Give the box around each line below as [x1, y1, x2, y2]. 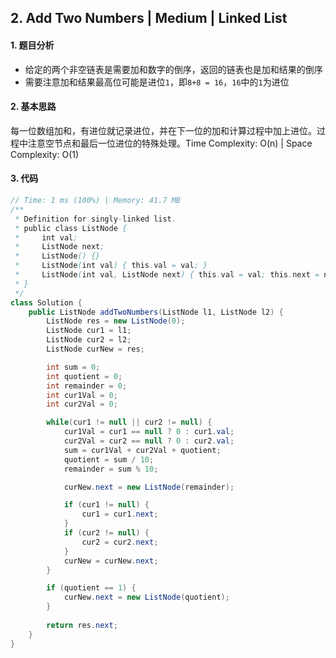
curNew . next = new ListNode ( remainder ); [63, 482, 235, 492]
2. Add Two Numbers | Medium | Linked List [10, 10, 288, 27]
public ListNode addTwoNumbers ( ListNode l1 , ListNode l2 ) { [28, 307, 284, 317]
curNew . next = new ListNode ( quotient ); [63, 592, 230, 603]
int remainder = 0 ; [46, 381, 128, 391]
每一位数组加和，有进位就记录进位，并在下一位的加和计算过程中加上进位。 [10, 124, 317, 136]
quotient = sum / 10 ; [63, 454, 155, 465]
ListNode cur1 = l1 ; [46, 326, 132, 336]
